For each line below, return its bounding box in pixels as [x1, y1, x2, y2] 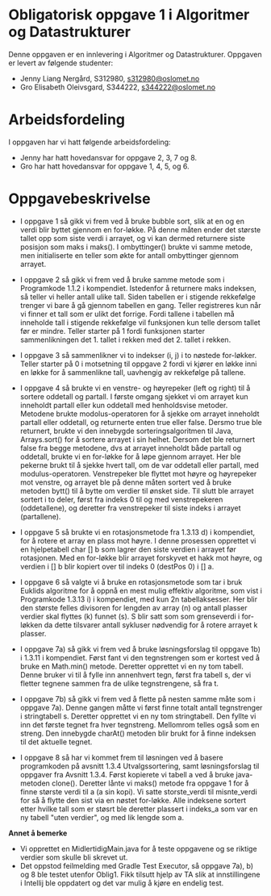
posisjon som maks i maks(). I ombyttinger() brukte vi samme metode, [19, 242, 252, 252]
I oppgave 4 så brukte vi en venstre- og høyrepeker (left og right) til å [19, 383, 251, 393]
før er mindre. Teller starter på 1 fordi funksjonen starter [19, 326, 206, 335]
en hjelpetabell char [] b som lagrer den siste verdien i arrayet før [19, 544, 236, 554]
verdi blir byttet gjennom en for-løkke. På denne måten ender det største [19, 224, 261, 235]
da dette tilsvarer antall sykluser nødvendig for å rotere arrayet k [44, 619, 258, 630]
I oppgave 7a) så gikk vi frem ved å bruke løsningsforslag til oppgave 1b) [19, 644, 261, 654]
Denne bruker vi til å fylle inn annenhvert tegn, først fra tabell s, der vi [19, 669, 252, 679]
